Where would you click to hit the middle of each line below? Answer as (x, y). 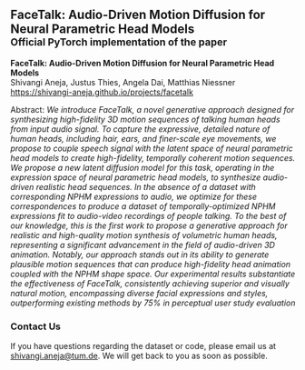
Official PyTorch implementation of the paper (119, 42)
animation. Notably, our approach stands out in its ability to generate (140, 255)
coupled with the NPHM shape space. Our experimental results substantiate (153, 274)
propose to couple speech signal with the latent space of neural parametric (152, 148)
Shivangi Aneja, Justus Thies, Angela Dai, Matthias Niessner (123, 82)
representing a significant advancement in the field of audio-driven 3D (143, 245)
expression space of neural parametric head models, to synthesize (136, 177)
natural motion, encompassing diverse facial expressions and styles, (139, 293)
